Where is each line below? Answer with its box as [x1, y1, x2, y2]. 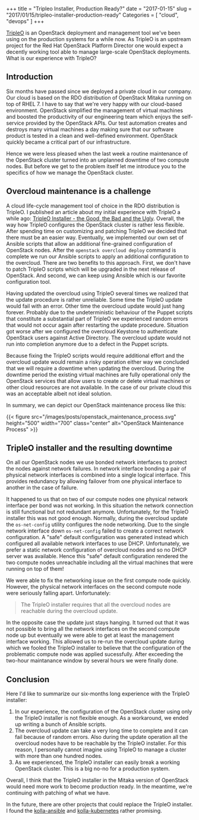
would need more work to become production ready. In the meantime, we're [6, 783, 192, 790]
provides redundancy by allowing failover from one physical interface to [6, 478, 182, 485]
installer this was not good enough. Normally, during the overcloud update [6, 515, 188, 522]
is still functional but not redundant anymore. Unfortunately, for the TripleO [6, 508, 189, 515]
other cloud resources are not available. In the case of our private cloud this [6, 383, 192, 391]
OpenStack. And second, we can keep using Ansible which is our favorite [6, 271, 186, 279]
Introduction [6, 72, 53, 82]
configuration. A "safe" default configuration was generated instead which [6, 534, 188, 541]
